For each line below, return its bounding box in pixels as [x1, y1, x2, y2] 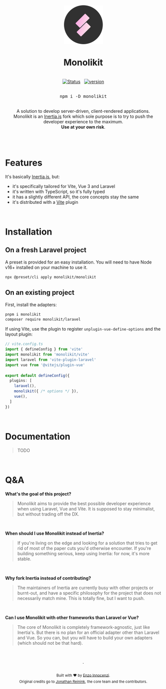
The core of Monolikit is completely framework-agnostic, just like [17, 624, 150, 630]
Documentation [5, 431, 71, 442]
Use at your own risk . [61, 124, 106, 130]
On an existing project [5, 288, 75, 297]
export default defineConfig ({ [5, 373, 70, 378]
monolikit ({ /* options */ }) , [14, 389, 79, 394]
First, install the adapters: [5, 301, 57, 308]
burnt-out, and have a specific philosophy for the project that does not [17, 590, 162, 596]
